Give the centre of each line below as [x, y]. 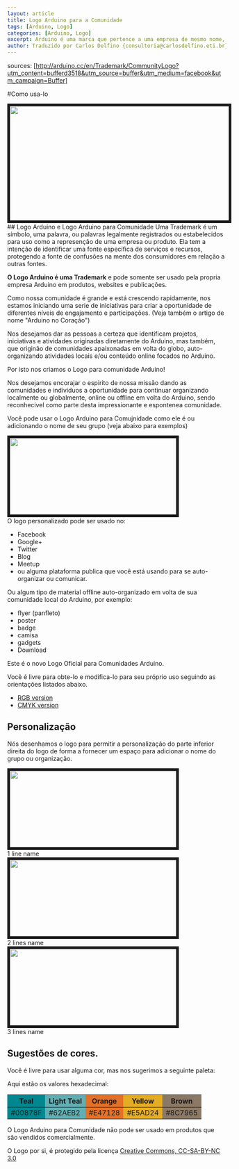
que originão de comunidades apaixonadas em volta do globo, [97, 349]
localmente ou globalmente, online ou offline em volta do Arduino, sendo [111, 398]
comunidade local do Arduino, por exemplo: [70, 599]
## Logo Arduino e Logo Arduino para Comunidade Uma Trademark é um [112, 227]
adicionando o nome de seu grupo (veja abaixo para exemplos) [98, 426]
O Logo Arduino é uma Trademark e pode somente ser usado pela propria [114, 277]
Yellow [143, 1101]
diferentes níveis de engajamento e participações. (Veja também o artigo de [116, 313]
